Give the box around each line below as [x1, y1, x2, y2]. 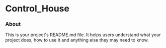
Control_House [5, 3, 69, 14]
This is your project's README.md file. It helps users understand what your [5, 32, 161, 38]
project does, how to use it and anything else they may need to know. [5, 37, 149, 43]
